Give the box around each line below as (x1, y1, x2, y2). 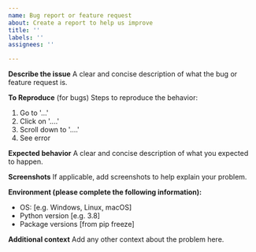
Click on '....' (19, 117, 60, 126)
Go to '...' (19, 108, 49, 118)
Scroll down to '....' (19, 125, 80, 135)
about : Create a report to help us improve (8, 19, 154, 27)
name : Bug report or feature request (8, 11, 132, 20)
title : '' (8, 26, 41, 34)
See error (19, 133, 51, 143)
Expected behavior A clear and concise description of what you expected (8, 149, 249, 158)
